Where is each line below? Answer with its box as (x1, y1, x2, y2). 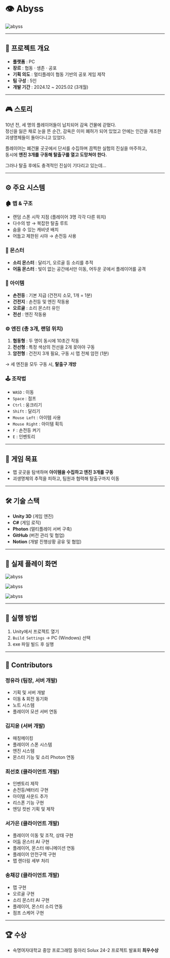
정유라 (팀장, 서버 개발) (5, 677, 58, 684)
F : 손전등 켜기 (12, 427, 41, 433)
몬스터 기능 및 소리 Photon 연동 (12, 754, 75, 760)
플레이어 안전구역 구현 (12, 851, 57, 857)
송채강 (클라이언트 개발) (5, 872, 60, 879)
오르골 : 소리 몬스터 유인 (12, 305, 60, 311)
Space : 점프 (12, 396, 36, 402)
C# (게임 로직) (12, 520, 41, 526)
